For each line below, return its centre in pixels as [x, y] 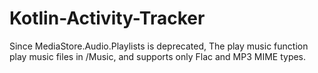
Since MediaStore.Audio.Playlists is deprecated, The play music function [159, 46]
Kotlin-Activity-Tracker [107, 18]
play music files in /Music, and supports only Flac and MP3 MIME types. [158, 56]
